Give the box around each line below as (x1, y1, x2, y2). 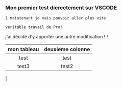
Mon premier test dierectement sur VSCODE (5, 4, 117, 11)
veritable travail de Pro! (5, 25, 63, 30)
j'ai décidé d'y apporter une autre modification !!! (5, 34, 108, 40)
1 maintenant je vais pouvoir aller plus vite (5, 16, 106, 21)
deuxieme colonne (44, 46, 90, 53)
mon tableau (8, 46, 39, 53)
